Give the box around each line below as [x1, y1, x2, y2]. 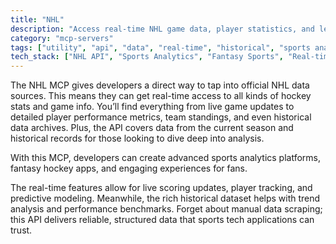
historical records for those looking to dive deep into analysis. [10, 132, 265, 145]
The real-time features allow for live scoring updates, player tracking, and [10, 182, 313, 194]
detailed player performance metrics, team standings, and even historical [10, 111, 312, 123]
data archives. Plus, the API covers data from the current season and [10, 122, 294, 134]
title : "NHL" [10, 14, 65, 25]
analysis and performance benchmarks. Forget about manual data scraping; [10, 203, 323, 215]
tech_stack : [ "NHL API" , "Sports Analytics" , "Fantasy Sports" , [10, 52, 284, 62]
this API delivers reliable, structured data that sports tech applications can [10, 214, 315, 226]
